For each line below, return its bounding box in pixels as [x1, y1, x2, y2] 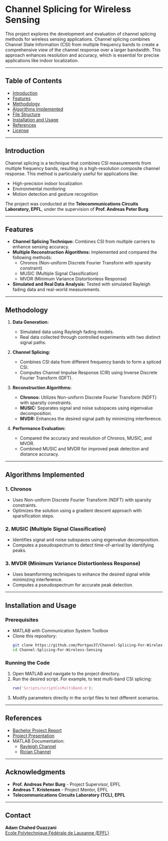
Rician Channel [19, 749, 51, 755]
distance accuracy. [19, 451, 59, 457]
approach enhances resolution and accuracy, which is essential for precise [5, 52, 159, 58]
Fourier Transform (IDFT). [19, 375, 73, 381]
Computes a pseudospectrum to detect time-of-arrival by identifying [12, 542, 154, 548]
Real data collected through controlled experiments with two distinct [19, 334, 161, 340]
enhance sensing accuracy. [12, 244, 69, 250]
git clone [12, 643, 33, 648]
